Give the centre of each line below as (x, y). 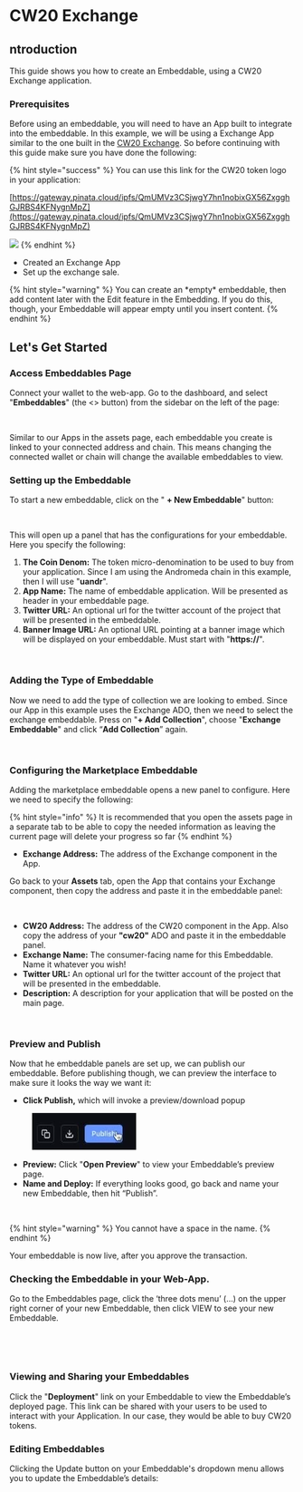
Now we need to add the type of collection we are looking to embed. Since (148, 700)
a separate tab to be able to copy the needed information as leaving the (142, 827)
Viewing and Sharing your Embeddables (99, 1377)
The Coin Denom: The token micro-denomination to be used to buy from (158, 562)
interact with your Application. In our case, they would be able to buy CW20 (151, 1416)
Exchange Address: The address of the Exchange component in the (150, 854)
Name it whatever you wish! (74, 964)
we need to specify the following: (71, 799)
